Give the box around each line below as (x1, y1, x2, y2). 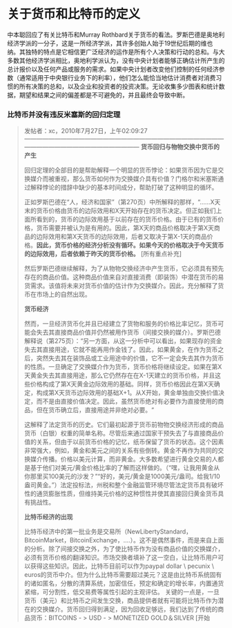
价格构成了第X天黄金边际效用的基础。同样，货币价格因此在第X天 (30, 380, 214, 389)
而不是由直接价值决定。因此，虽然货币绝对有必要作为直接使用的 (36, 398, 218, 406)
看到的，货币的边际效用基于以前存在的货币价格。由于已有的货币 (36, 215, 218, 224)
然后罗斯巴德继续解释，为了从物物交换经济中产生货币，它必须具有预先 (23, 264, 224, 273)
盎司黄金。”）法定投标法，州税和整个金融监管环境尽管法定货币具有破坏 (23, 481, 224, 489)
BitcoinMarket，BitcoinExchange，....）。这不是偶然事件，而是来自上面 (23, 536, 224, 544)
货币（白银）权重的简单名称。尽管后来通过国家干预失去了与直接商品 (23, 429, 218, 438)
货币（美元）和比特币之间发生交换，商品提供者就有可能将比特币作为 (23, 596, 218, 605)
